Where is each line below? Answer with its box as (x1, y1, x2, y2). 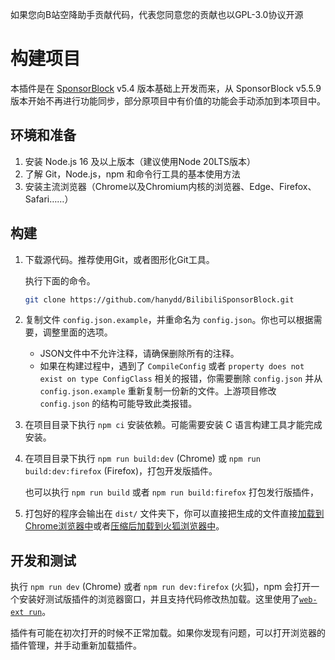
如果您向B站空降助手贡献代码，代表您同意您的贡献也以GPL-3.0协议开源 (10, 9, 304, 20)
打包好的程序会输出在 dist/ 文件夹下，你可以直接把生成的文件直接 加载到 (24, 508, 325, 520)
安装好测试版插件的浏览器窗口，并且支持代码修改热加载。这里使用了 (18, 593, 300, 605)
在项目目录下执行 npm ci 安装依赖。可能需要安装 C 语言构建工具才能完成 (24, 419, 323, 431)
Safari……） (24, 193, 74, 205)
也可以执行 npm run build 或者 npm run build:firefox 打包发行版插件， (24, 486, 319, 498)
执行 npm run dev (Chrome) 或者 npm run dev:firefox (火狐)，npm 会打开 (10, 581, 312, 593)
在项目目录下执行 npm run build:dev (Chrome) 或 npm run (24, 453, 261, 465)
